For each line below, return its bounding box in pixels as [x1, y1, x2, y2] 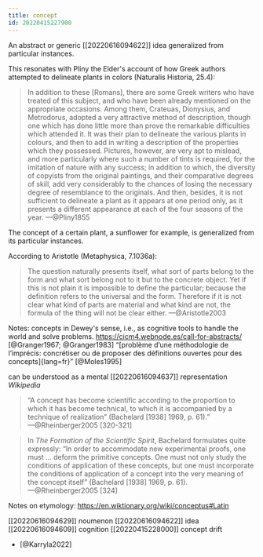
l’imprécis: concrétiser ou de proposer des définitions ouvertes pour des [8, 348, 243, 358]
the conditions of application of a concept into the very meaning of [27, 468, 244, 479]
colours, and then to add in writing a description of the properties [27, 137, 239, 147]
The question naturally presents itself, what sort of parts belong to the [27, 266, 254, 275]
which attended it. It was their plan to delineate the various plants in [27, 129, 247, 138]
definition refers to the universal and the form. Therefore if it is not [27, 291, 242, 300]
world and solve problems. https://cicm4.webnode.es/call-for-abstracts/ [8, 331, 243, 341]
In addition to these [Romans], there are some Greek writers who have [27, 87, 255, 96]
